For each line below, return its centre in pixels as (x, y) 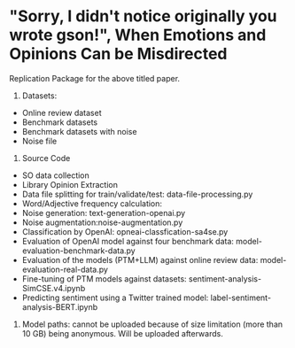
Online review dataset (62, 112)
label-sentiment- (241, 298)
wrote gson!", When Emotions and (138, 35)
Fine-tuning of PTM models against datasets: (105, 278)
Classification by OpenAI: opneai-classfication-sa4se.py (125, 231)
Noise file (39, 141)
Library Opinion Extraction (70, 184)
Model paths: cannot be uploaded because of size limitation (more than (152, 324)
